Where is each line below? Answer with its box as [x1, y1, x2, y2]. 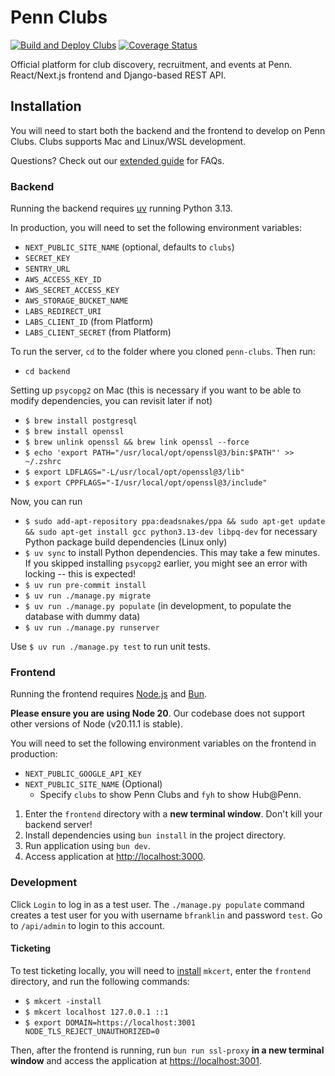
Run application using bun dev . [24, 840, 151, 852]
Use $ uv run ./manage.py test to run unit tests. [10, 641, 211, 653]
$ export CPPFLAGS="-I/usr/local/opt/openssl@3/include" [24, 478, 268, 488]
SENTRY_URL [24, 264, 71, 275]
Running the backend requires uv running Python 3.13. [10, 202, 233, 215]
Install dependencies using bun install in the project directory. [24, 829, 287, 841]
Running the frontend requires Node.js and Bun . [10, 688, 208, 700]
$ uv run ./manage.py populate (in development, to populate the [24, 600, 292, 612]
